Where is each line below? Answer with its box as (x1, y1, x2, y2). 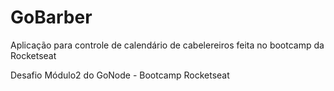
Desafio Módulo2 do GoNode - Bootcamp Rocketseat (10, 69, 230, 81)
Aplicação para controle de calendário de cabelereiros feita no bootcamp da (10, 39, 325, 51)
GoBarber (10, 6, 93, 29)
